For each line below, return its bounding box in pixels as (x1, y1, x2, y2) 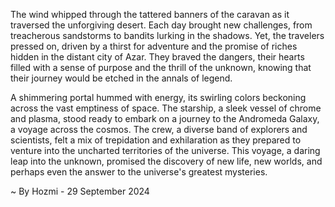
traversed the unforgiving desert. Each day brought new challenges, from (10, 19, 313, 31)
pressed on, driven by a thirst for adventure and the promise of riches (10, 40, 298, 52)
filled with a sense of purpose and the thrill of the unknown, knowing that (10, 62, 312, 73)
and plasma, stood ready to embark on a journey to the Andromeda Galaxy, (10, 113, 320, 124)
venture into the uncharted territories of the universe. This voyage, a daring (10, 145, 321, 156)
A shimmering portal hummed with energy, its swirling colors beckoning (10, 92, 307, 103)
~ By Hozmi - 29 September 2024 (10, 185, 150, 197)
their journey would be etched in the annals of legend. (10, 72, 233, 84)
